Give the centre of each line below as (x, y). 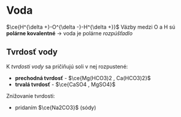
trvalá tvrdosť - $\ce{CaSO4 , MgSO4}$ (65, 84)
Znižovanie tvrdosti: (31, 96)
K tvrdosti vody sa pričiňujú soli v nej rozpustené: (67, 66)
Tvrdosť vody (32, 52)
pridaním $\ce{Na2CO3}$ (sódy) (55, 107)
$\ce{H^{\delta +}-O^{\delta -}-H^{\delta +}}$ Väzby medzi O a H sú (91, 27)
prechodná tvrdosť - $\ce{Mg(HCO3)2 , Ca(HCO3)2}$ (83, 78)
